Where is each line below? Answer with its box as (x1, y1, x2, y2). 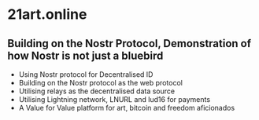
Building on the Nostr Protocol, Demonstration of (7, 37, 252, 50)
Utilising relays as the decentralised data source (18, 86, 175, 96)
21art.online (7, 5, 87, 24)
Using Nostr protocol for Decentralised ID (18, 70, 154, 79)
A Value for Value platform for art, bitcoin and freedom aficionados (18, 104, 235, 112)
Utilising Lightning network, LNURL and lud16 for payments (18, 95, 210, 104)
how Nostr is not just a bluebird (7, 49, 164, 62)
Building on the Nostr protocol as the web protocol (18, 78, 183, 87)
